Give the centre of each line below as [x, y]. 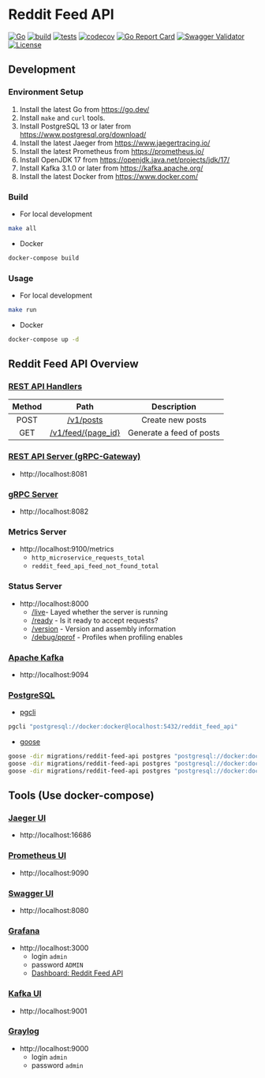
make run [22, 309]
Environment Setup [46, 92]
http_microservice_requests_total [88, 558]
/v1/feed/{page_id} [85, 433]
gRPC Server [33, 494]
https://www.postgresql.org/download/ [83, 134]
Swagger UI [31, 893]
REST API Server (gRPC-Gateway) [75, 457]
